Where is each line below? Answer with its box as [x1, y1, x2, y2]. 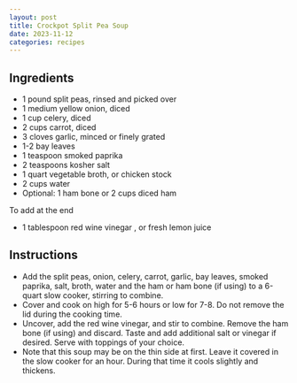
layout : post [9, 12, 58, 22]
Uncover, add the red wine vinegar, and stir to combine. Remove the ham [21, 318, 289, 328]
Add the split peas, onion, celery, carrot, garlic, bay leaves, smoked [21, 271, 269, 281]
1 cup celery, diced [21, 112, 91, 124]
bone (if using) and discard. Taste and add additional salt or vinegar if [21, 327, 277, 338]
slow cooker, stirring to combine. [43, 289, 164, 301]
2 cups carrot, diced [21, 122, 97, 133]
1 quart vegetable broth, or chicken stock [21, 169, 172, 180]
